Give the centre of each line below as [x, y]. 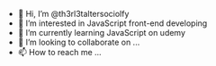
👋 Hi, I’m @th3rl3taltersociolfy [73, 14]
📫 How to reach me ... [59, 52]
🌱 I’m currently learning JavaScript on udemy [102, 33]
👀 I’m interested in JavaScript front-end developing [112, 23]
